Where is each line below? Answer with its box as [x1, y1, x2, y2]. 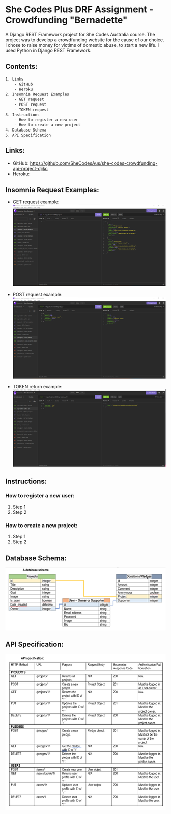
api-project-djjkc [12, 165, 48, 171]
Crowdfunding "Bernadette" [5, 14, 128, 26]
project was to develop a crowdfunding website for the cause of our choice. [5, 37, 164, 43]
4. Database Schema [5, 127, 47, 133]
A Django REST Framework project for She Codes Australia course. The [5, 31, 155, 37]
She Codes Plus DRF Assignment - [5, 4, 154, 15]
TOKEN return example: [12, 383, 63, 389]
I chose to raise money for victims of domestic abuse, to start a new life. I [5, 42, 159, 48]
